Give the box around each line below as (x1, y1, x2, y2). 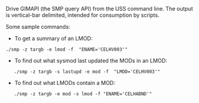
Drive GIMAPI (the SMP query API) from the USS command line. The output (5, 5, 193, 12)
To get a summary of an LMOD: (14, 35, 93, 42)
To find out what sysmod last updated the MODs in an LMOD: (14, 57, 168, 64)
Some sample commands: (5, 23, 71, 30)
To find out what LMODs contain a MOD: (14, 80, 116, 86)
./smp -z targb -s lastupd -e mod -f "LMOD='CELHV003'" (13, 69, 161, 75)
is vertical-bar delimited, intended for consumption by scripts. (5, 11, 160, 19)
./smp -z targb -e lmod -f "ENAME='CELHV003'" (5, 46, 128, 52)
